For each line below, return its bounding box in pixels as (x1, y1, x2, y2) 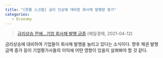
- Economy (11, 16, 32, 21)
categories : (5, 12, 30, 17)
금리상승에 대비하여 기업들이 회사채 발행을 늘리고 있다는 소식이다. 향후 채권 (5, 41, 150, 47)
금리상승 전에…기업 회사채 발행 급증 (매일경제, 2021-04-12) (17, 31, 133, 37)
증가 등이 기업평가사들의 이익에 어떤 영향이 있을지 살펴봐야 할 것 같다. (14, 48, 148, 54)
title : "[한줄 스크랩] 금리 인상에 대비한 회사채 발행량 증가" (5, 7, 116, 12)
